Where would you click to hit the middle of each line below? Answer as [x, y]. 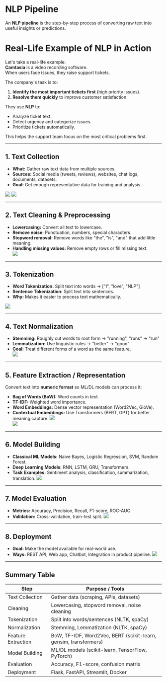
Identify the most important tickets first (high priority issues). [76, 92]
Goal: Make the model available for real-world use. [64, 549]
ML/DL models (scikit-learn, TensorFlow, [99, 650]
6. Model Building [33, 445]
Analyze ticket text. [32, 116]
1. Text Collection [32, 157]
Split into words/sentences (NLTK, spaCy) [100, 619]
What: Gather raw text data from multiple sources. [64, 169]
